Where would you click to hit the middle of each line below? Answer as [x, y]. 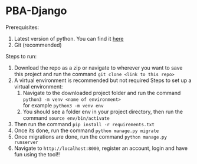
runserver [26, 142]
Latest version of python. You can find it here [69, 38]
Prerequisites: [22, 27]
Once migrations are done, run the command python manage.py [91, 136]
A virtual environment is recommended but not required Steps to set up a [103, 80]
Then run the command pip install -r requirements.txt [84, 124]
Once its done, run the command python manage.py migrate [86, 130]
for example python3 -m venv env [63, 105]
